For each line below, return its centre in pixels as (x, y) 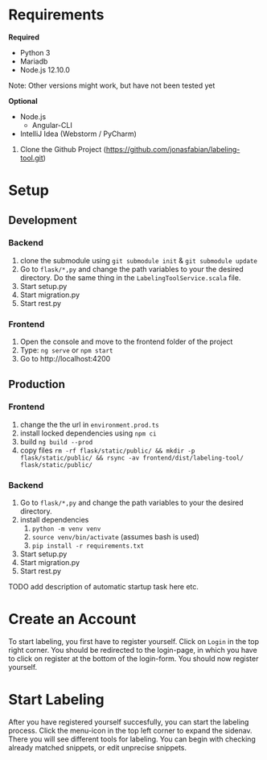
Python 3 (35, 52)
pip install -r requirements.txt (88, 546)
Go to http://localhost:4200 (65, 359)
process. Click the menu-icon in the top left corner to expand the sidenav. (130, 730)
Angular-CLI (52, 125)
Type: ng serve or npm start (66, 350)
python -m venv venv (66, 529)
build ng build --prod (56, 441)
